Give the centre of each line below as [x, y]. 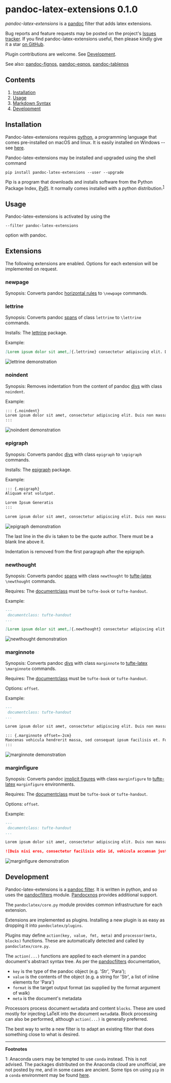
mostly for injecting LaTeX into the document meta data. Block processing [81, 1014]
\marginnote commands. [31, 668]
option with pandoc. [26, 235]
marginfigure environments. [46, 784]
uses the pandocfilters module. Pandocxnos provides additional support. [81, 895]
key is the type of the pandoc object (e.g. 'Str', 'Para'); [69, 971]
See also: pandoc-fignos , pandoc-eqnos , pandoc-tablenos [67, 64]
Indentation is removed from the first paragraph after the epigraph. [75, 551]
